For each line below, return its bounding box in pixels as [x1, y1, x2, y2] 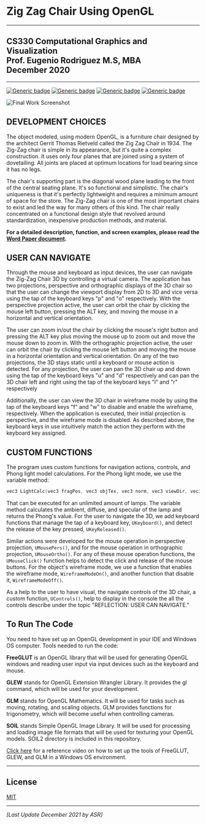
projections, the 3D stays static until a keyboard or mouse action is [6, 359, 175, 366]
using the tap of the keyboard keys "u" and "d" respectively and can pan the [6, 372, 199, 380]
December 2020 [6, 65, 71, 75]
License [6, 777, 37, 787]
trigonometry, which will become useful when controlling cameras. [6, 710, 175, 717]
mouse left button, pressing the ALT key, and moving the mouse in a [6, 308, 178, 315]
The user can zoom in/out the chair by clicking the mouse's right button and [6, 326, 198, 334]
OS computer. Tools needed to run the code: [6, 642, 119, 649]
